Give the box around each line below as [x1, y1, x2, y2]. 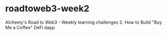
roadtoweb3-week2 [5, 3, 89, 14]
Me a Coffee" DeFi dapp [5, 24, 55, 30]
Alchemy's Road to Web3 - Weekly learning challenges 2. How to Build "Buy [5, 19, 162, 25]
